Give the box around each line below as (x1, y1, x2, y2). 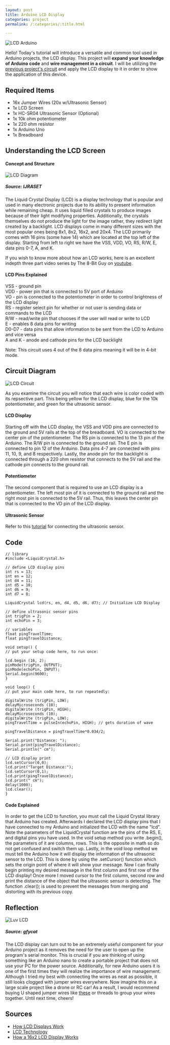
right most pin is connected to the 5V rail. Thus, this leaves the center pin (5, 495, 158, 501)
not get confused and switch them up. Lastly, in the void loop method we (5, 846, 158, 852)
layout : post (5, 7, 33, 13)
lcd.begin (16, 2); (5, 658, 47, 664)
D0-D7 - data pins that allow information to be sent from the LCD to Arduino (5, 326, 164, 332)
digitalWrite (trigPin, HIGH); (5, 707, 72, 712)
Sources (5, 1010, 32, 1019)
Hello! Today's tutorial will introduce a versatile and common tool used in (5, 50, 157, 56)
